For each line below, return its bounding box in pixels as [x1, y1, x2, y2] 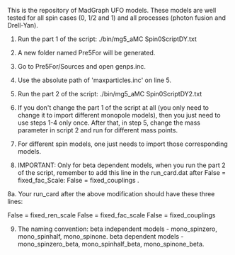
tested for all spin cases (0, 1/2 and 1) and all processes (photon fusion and [7, 13, 227, 22]
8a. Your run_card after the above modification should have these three [7, 190, 215, 198]
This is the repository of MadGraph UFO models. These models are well [7, 6, 217, 14]
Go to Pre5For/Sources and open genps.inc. [17, 62, 147, 70]
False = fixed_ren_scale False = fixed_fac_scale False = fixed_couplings [7, 211, 216, 219]
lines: [7, 198, 23, 205]
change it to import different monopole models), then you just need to [17, 111, 221, 119]
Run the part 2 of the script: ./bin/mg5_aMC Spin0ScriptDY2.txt [17, 90, 202, 98]
